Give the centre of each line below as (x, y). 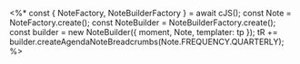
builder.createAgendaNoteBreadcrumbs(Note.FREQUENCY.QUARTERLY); (147, 41)
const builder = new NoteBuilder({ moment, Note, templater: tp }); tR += (144, 32)
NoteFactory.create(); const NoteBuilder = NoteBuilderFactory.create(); (143, 23)
